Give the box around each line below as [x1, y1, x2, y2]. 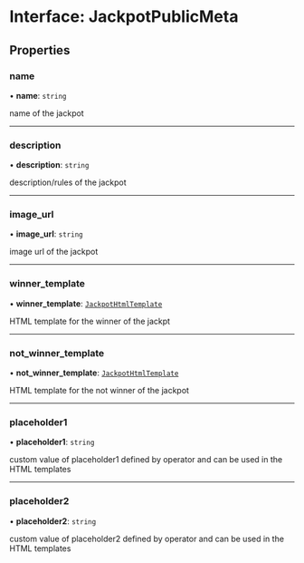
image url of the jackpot [9, 247, 99, 257]
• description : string [9, 160, 90, 170]
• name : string [9, 90, 67, 101]
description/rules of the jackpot [9, 177, 127, 188]
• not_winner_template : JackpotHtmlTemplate [9, 367, 179, 378]
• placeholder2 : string [9, 515, 97, 527]
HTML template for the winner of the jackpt [9, 315, 170, 326]
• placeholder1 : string [9, 437, 95, 448]
